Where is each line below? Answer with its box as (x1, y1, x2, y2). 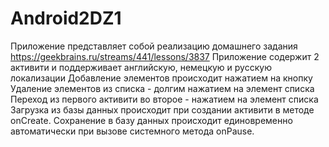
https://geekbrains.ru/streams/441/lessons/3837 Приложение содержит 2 (10, 50, 320, 62)
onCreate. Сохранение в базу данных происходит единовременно (10, 114, 293, 126)
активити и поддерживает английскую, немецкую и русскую (10, 61, 272, 73)
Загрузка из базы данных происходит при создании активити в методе (10, 103, 315, 116)
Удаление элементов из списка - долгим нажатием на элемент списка (10, 82, 315, 94)
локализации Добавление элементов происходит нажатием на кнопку (10, 72, 313, 84)
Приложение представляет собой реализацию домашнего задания (10, 40, 298, 52)
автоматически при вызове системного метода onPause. (10, 125, 255, 137)
